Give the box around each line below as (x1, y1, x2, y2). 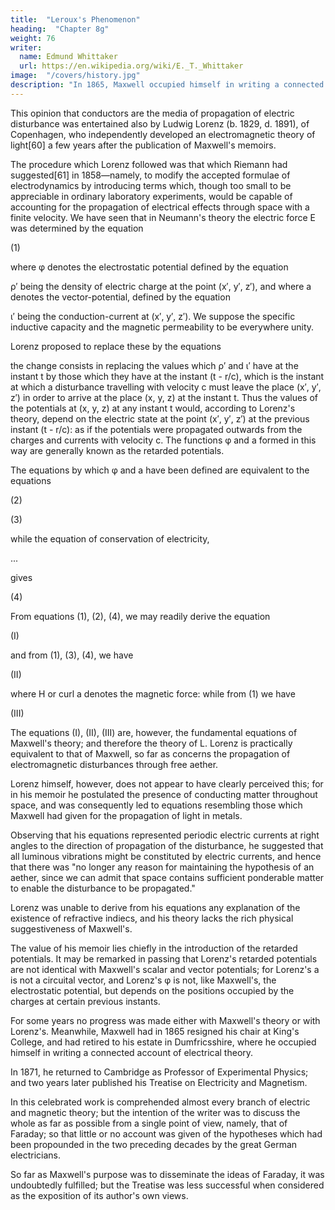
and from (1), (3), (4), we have (10, 649, 134, 661)
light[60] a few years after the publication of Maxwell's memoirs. (10, 139, 277, 151)
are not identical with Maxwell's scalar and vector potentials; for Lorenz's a (10, 963, 320, 975)
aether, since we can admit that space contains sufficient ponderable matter (10, 871, 325, 883)
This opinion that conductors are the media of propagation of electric (10, 107, 295, 119)
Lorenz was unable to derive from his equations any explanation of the (10, 901, 301, 913)
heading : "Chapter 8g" (10, 24, 110, 34)
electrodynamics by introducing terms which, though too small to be (10, 179, 292, 191)
